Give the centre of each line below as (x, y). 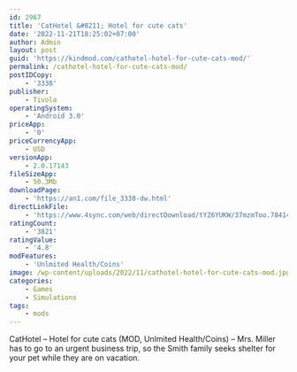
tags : (19, 306)
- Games (39, 289)
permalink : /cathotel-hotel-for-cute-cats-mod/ (99, 67)
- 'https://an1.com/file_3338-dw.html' (99, 199)
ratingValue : (33, 240)
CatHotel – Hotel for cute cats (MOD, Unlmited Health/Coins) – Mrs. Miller (143, 339)
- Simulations (51, 298)
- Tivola (41, 100)
